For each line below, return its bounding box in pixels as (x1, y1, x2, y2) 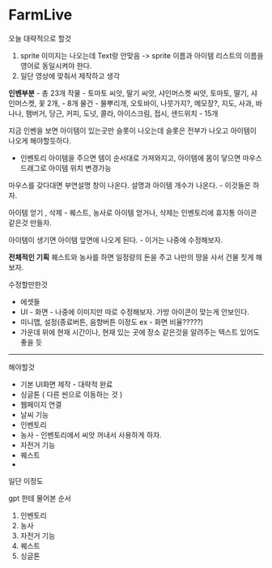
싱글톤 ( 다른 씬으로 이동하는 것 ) (19, 389, 123, 399)
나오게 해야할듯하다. (8, 135, 71, 145)
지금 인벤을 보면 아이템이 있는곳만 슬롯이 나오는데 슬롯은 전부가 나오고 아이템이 (8, 126, 257, 135)
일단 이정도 (8, 476, 44, 485)
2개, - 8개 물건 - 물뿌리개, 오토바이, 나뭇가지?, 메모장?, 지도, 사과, (47, 98, 254, 108)
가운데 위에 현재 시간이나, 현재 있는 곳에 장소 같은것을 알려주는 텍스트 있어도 (19, 327, 261, 337)
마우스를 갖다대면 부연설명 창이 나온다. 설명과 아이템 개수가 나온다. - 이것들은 (8, 180, 251, 190)
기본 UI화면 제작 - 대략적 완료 (19, 379, 113, 389)
